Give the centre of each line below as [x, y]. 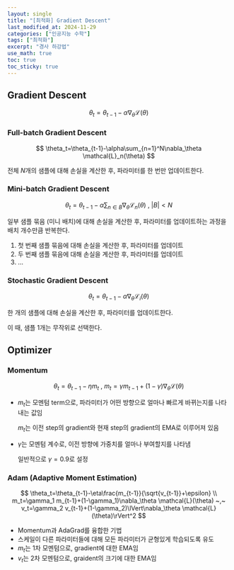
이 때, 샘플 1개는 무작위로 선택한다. [55, 327]
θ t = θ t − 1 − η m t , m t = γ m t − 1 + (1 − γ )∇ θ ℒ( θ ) [119, 387]
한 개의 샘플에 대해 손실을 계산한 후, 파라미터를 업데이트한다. [90, 312]
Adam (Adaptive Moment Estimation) [72, 477]
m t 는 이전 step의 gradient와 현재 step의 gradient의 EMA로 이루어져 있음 [118, 428]
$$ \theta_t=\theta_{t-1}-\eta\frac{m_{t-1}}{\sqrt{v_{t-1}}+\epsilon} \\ [119, 494]
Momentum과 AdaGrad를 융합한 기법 [70, 530]
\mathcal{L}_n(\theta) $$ [119, 156]
